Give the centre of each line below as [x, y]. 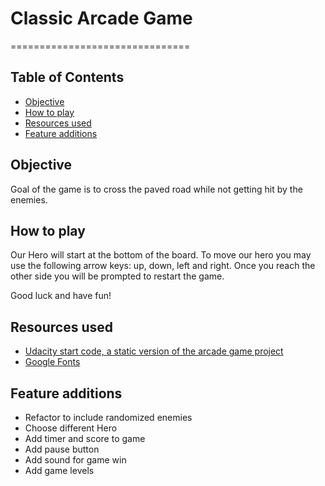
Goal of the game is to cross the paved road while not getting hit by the [156, 189]
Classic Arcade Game [101, 18]
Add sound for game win [75, 460]
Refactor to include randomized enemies [108, 417]
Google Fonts [52, 362]
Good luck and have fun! [61, 296]
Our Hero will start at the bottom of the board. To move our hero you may [161, 255]
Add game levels [59, 470]
